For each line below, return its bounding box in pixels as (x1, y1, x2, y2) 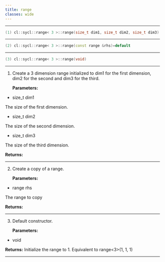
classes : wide (5, 12, 34, 17)
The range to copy (5, 195, 43, 201)
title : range (5, 7, 32, 12)
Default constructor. (12, 218, 53, 224)
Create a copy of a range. (12, 166, 64, 172)
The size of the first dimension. (5, 104, 68, 110)
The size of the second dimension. (5, 123, 75, 129)
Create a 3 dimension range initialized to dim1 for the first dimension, (12, 70, 151, 76)
